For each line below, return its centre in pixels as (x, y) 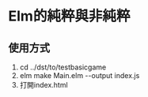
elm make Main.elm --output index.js (80, 75)
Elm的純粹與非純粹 (69, 16)
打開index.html (44, 85)
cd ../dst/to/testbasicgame (63, 67)
